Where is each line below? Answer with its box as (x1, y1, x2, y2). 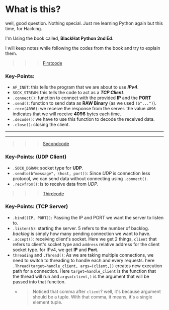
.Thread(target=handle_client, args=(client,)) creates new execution (12, 263, 162, 269)
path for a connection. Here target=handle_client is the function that (12, 268, 156, 274)
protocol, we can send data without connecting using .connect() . (12, 175, 148, 182)
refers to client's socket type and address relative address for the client (12, 241, 160, 247)
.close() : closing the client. (12, 122, 70, 128)
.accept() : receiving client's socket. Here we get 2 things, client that (12, 236, 157, 242)
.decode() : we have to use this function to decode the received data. (12, 116, 155, 122)
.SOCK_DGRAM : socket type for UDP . (12, 165, 83, 171)
